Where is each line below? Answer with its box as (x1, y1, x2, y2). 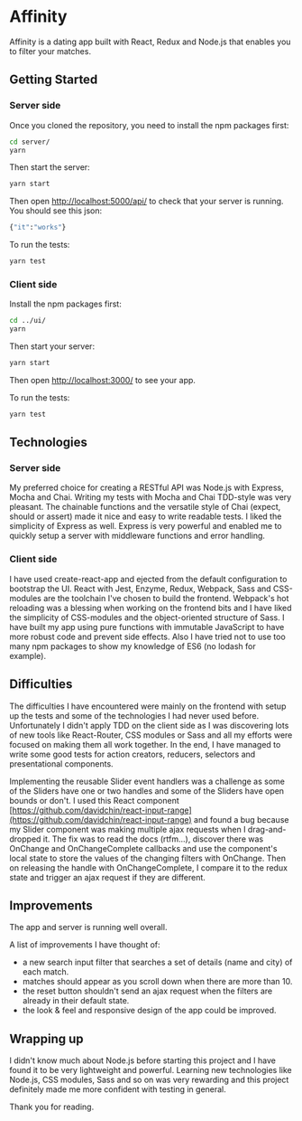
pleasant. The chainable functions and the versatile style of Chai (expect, (9, 502, 281, 513)
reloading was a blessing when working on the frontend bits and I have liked (9, 602, 292, 613)
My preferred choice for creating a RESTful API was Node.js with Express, (9, 482, 284, 494)
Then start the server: (9, 162, 90, 173)
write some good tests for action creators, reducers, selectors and (9, 749, 256, 759)
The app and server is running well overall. (9, 922, 168, 933)
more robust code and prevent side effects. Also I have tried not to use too (9, 631, 286, 642)
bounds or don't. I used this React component (9, 795, 180, 805)
